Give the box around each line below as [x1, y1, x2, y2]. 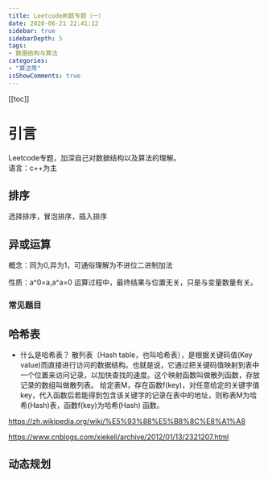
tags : [8, 42, 27, 50]
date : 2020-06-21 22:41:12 [8, 19, 99, 27]
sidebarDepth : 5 [8, 34, 63, 43]
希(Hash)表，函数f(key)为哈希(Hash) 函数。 [19, 400, 164, 409]
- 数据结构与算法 [8, 49, 58, 57]
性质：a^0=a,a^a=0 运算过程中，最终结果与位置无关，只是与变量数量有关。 [8, 277, 258, 287]
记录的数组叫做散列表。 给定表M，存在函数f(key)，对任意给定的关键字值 [19, 380, 260, 389]
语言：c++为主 [8, 163, 58, 172]
